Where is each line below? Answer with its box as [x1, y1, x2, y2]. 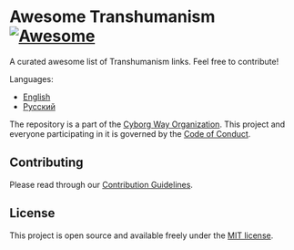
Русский [22, 100, 56, 111]
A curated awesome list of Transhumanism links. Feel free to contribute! [9, 56, 279, 67]
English [22, 91, 51, 102]
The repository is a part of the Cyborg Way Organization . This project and [9, 119, 286, 130]
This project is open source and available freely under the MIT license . [9, 230, 274, 241]
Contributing [9, 155, 84, 171]
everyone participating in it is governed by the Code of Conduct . [9, 128, 251, 139]
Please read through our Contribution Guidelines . [9, 179, 194, 190]
